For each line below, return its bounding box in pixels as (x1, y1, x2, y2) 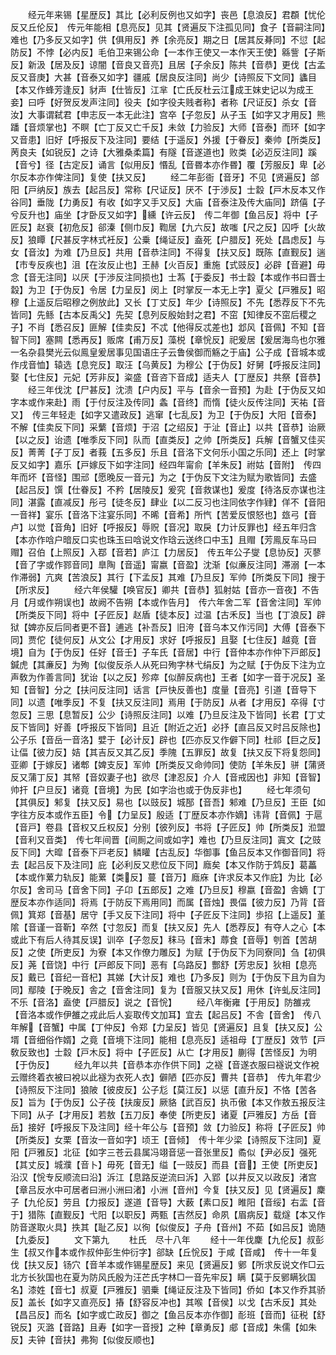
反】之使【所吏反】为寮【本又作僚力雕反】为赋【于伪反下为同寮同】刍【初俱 (10, 946, 326, 958)
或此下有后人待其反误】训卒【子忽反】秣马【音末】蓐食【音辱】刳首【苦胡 (10, 934, 317, 945)
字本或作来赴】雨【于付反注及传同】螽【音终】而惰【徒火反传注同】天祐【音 (10, 396, 326, 408)
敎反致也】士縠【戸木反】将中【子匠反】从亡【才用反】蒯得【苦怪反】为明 (10, 1046, 317, 1058)
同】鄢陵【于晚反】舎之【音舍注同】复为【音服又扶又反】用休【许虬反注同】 (10, 984, 326, 995)
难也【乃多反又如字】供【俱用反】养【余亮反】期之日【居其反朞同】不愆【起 (10, 34, 326, 45)
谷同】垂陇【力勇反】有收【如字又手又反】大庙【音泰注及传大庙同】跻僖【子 (10, 196, 326, 208)
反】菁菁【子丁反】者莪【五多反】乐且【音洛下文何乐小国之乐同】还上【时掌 (10, 446, 326, 458)
